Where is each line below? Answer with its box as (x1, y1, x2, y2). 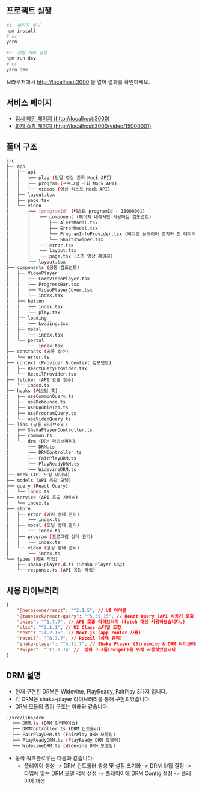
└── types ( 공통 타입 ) (6, 556, 58, 562)
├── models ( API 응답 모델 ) (6, 478, 72, 484)
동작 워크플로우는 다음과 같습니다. (14, 754, 94, 762)
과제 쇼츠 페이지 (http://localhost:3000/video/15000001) (14, 122, 151, 130)
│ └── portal (6, 337, 44, 344)
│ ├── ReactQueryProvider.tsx (6, 365, 87, 371)
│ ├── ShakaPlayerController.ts (6, 427, 93, 433)
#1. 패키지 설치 (6, 22, 41, 28)
